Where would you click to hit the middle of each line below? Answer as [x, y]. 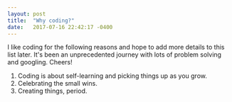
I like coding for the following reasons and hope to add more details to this [116, 47]
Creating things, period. [52, 91]
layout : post [27, 14]
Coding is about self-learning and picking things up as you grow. [112, 76]
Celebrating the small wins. [57, 84]
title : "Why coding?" [41, 21]
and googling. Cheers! [40, 62]
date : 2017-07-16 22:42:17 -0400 [60, 27]
